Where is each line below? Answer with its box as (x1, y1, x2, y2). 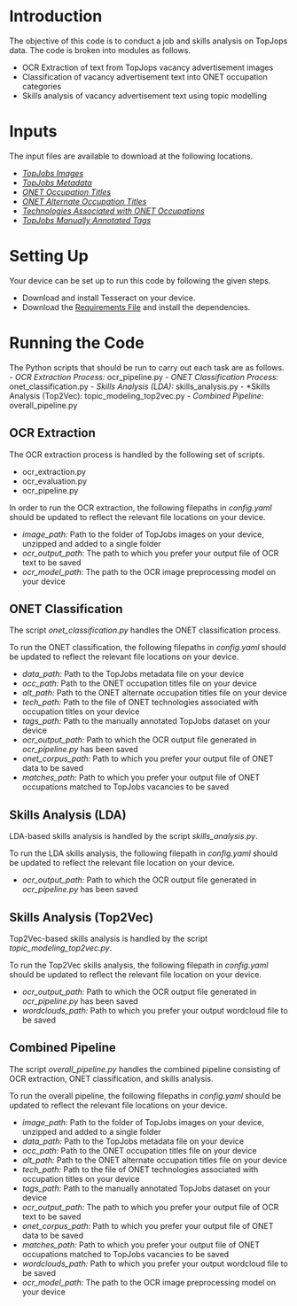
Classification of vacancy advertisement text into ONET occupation (21, 71, 268, 82)
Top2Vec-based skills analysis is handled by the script (9, 933, 208, 944)
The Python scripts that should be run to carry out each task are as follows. (9, 361, 285, 373)
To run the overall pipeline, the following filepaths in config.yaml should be (9, 1090, 282, 1100)
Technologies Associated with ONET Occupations (21, 206, 206, 216)
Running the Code (9, 333, 145, 353)
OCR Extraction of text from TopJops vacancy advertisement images (21, 62, 274, 73)
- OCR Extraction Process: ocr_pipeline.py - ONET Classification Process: (9, 371, 279, 382)
